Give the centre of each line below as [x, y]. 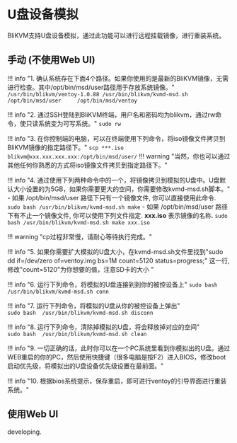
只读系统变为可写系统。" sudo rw [74, 123]
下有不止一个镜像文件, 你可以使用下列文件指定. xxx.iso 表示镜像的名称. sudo [117, 215]
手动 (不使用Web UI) [51, 60]
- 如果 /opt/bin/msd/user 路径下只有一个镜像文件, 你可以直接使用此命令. [112, 197]
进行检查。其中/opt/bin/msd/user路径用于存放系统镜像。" [91, 87]
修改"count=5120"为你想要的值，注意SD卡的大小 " [81, 269]
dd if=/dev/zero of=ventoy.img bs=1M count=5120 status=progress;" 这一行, [118, 260]
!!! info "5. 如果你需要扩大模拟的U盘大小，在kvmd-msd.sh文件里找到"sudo [115, 251]
